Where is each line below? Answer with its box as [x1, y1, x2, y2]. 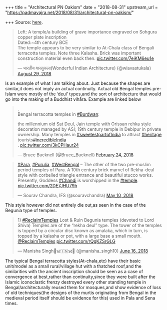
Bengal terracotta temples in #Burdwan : [17, 111, 100, 117]
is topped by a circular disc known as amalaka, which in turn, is [17, 228, 148, 234]
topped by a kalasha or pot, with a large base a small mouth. [17, 233, 142, 239]
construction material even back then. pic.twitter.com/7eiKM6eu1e [17, 55, 154, 61]
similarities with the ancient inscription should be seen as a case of [5, 269, 143, 274]
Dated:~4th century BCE [17, 39, 68, 45]
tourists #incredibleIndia [17, 137, 66, 143]
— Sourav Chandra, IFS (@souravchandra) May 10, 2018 [17, 192, 133, 198]
